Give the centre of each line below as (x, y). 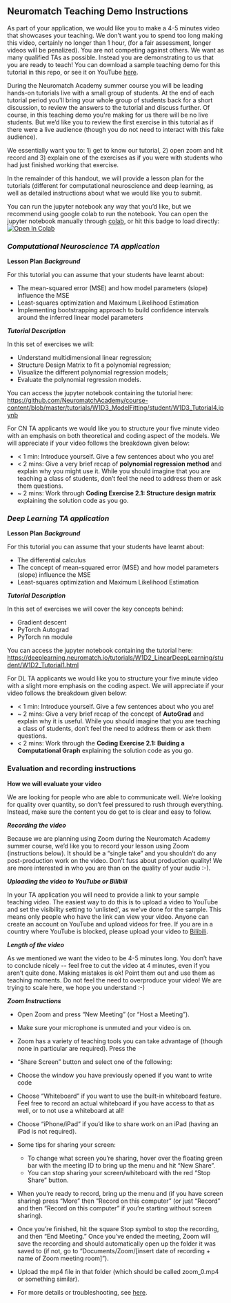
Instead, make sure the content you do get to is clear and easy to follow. (109, 812)
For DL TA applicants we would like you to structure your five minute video (113, 678)
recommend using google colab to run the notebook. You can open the (108, 213)
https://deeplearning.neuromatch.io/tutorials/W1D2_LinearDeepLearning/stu (115, 658)
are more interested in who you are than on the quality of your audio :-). (109, 868)
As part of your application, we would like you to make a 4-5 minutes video (113, 28)
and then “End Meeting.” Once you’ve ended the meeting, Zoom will (113, 1236)
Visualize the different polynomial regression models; (93, 372)
